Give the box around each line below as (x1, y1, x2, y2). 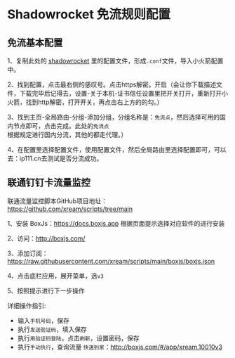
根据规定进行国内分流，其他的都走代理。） (7, 131, 128, 139)
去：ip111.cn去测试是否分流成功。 (7, 154, 103, 162)
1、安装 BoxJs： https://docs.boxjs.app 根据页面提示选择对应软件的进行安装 (7, 219, 225, 227)
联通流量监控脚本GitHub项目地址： (7, 196, 107, 205)
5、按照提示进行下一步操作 (7, 286, 86, 295)
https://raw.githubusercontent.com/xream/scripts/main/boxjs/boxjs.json (7, 257, 215, 265)
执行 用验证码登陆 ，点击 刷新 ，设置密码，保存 (17, 333, 140, 342)
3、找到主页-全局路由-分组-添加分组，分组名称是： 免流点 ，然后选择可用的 (7, 113, 220, 121)
